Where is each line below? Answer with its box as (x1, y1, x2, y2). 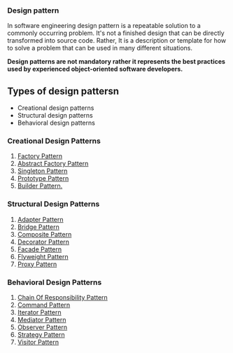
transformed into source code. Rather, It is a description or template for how (7, 36, 227, 45)
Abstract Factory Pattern (17, 160, 89, 168)
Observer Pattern (17, 323, 68, 331)
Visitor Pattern (17, 338, 59, 346)
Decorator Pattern (17, 237, 70, 246)
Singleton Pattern (17, 167, 68, 175)
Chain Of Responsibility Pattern (17, 293, 108, 301)
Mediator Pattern (17, 316, 66, 324)
